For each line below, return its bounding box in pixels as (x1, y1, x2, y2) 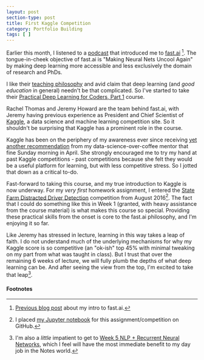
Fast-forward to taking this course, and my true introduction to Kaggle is (6, 180, 187, 187)
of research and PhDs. (6, 68, 63, 76)
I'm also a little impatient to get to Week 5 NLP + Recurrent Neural (15, 335, 180, 342)
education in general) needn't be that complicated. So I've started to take (6, 86, 189, 94)
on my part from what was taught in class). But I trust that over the (6, 251, 172, 258)
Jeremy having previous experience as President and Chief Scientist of (6, 111, 184, 118)
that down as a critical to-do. (6, 168, 78, 175)
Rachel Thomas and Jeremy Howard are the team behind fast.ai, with (6, 104, 179, 112)
